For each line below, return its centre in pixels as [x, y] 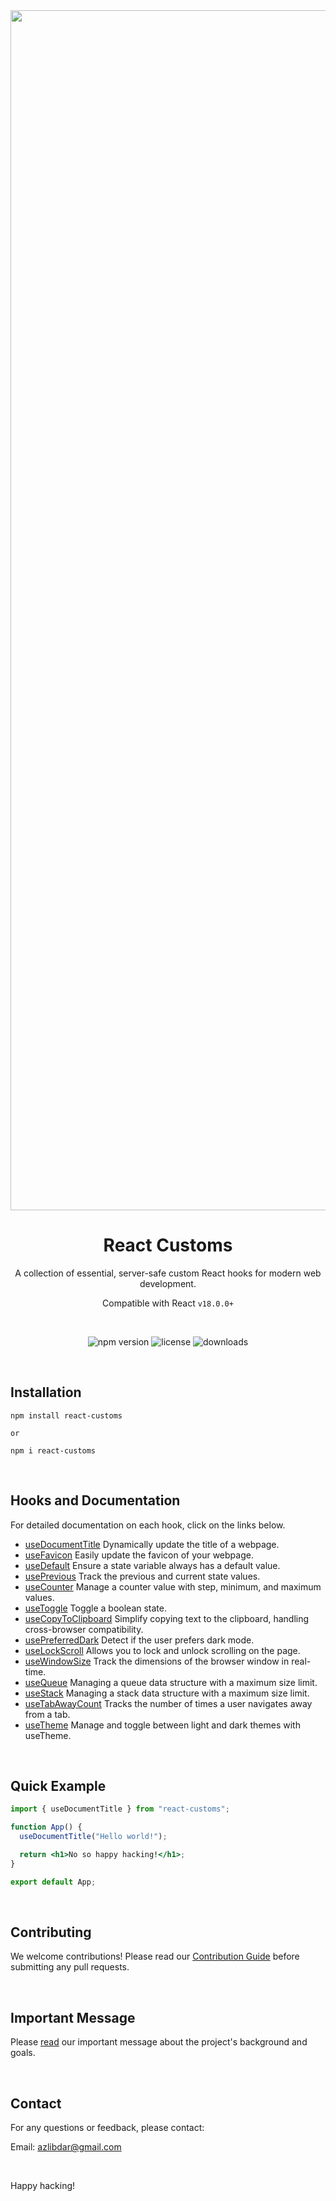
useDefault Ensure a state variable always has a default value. [152, 1565]
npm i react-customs [53, 1450]
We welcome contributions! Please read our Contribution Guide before [155, 1956]
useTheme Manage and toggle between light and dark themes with [162, 1725]
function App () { [46, 1827]
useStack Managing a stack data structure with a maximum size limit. [167, 1693]
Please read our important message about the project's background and [159, 2042]
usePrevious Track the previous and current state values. [142, 1576]
